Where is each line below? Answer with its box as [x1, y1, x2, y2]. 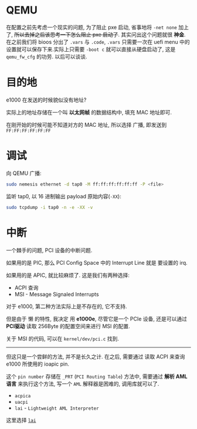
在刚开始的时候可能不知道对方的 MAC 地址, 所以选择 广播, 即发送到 [6, 121, 167, 128]
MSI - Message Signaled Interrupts [14, 290, 99, 298]
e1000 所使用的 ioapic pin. [6, 360, 69, 367]
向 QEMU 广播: [6, 170, 42, 177]
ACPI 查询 [14, 284, 39, 291]
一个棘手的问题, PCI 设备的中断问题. [6, 246, 93, 254]
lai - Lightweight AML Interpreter [14, 404, 99, 411]
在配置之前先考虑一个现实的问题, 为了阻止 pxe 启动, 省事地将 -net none [6, 23, 177, 31]
